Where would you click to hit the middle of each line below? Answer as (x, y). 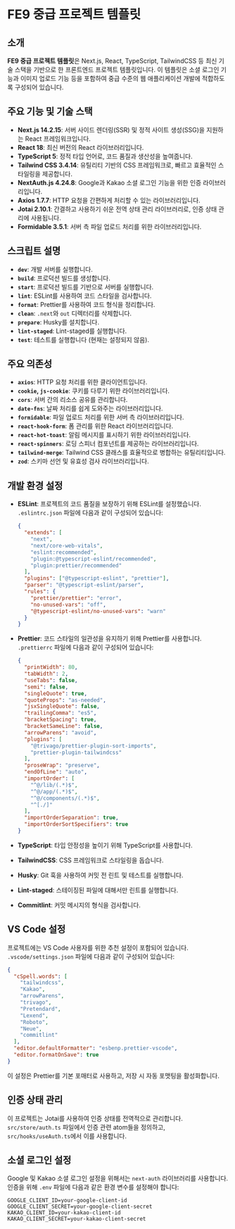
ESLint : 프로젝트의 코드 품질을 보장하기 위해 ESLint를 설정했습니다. (109, 504)
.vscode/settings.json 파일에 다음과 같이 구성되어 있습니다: (91, 956)
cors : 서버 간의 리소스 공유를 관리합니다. (72, 400)
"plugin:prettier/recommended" (76, 565)
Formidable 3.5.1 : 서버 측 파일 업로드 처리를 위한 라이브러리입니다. (109, 227)
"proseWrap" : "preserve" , (62, 765)
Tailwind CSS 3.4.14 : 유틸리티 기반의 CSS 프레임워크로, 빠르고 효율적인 (117, 165)
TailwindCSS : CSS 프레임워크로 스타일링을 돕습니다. (90, 860)
